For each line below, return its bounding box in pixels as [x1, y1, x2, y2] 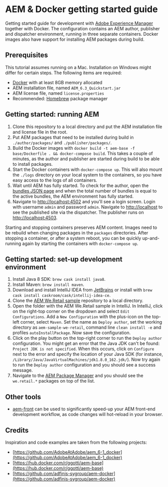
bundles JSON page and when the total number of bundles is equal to [12, 188, 157, 194]
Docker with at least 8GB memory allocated [12, 79, 103, 85]
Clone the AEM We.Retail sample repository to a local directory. [12, 297, 144, 303]
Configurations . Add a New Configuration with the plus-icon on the [12, 314, 151, 320]
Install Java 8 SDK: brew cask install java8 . [12, 276, 106, 282]
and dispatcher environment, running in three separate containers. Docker [5, 31, 158, 37]
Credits [5, 426, 29, 435]
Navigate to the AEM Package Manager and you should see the [12, 373, 144, 379]
